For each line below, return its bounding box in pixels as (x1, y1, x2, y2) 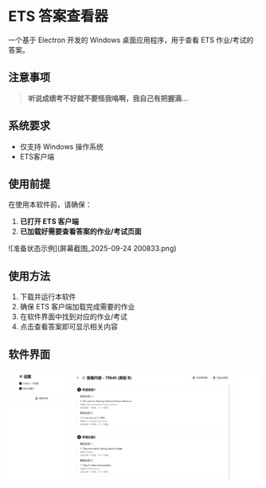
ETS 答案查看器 (8, 7, 109, 26)
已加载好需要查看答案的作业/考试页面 (19, 226, 142, 236)
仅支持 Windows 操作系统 (19, 141, 104, 152)
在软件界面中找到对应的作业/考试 (19, 312, 127, 321)
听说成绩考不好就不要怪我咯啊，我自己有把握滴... (27, 93, 189, 103)
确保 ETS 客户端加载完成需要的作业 (19, 302, 135, 312)
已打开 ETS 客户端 (19, 217, 80, 226)
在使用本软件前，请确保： (8, 200, 92, 210)
